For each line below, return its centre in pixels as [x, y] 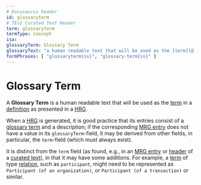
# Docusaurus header [32, 12]
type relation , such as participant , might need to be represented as [90, 164]
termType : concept [29, 34]
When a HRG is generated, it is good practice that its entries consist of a [95, 120]
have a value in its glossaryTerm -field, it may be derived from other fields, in [99, 133]
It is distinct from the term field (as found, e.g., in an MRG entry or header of [100, 151]
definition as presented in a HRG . [47, 109]
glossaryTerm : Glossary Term [42, 46]
